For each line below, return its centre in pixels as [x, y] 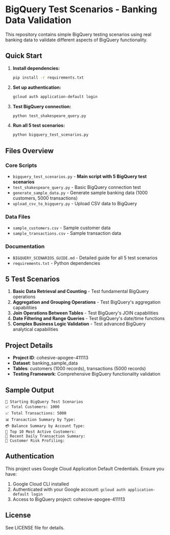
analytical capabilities [35, 329]
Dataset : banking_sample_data [45, 363]
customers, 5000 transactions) [45, 198]
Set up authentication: [37, 87]
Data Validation [38, 20]
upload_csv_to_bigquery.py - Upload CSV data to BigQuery [75, 203]
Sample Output [30, 390]
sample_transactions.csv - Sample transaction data [67, 233]
